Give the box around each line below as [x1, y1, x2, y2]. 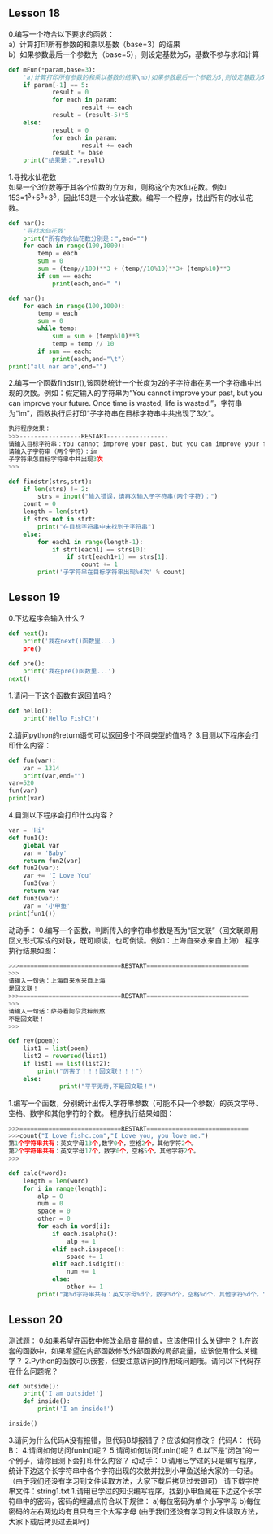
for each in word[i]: [37, 1222, 111, 1231]
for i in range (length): [23, 1184, 107, 1192]
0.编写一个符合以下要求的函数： [8, 28, 115, 39]
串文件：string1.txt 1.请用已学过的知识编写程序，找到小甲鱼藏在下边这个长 [8, 1486, 255, 1496]
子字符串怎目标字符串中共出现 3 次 [8, 455, 103, 463]
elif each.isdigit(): [51, 1260, 126, 1268]
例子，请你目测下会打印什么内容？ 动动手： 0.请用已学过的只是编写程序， [15, 1455, 262, 1465]
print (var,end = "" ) [23, 772, 85, 780]
